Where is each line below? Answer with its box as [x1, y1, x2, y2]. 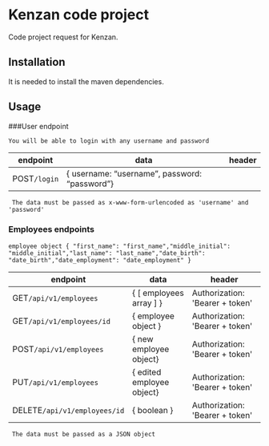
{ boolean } [131, 404, 174, 416]
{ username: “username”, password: [66, 168, 203, 179]
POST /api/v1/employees [12, 343, 104, 355]
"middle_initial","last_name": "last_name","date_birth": [8, 249, 206, 257]
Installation [8, 55, 66, 69]
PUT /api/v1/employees [12, 376, 98, 387]
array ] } [131, 297, 163, 308]
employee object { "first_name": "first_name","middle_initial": [8, 242, 231, 250]
